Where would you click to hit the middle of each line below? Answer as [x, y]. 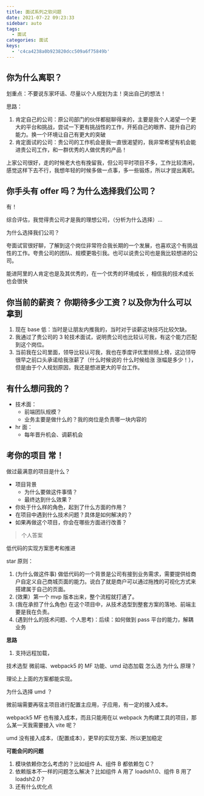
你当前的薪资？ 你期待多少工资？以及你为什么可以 [99, 302]
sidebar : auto [24, 23]
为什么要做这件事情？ [51, 492]
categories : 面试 [27, 40]
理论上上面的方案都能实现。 [41, 679]
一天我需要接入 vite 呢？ [47, 725]
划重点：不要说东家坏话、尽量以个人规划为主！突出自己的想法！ [86, 93]
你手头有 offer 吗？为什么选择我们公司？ [81, 191]
